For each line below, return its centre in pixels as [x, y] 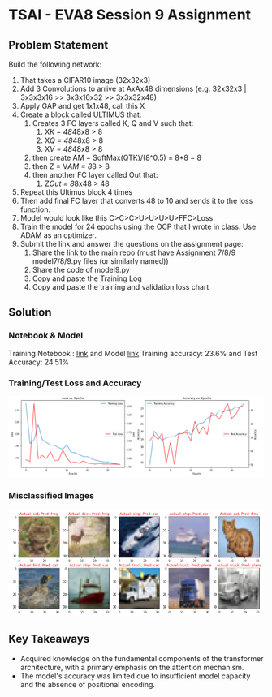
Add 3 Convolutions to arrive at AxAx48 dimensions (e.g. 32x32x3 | [133, 88]
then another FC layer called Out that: [95, 175]
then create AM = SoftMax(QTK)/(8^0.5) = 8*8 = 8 [117, 157]
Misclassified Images [52, 496]
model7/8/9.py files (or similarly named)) [100, 261]
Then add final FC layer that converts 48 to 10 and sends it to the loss [136, 201]
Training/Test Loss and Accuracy [75, 383]
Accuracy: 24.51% [39, 362]
